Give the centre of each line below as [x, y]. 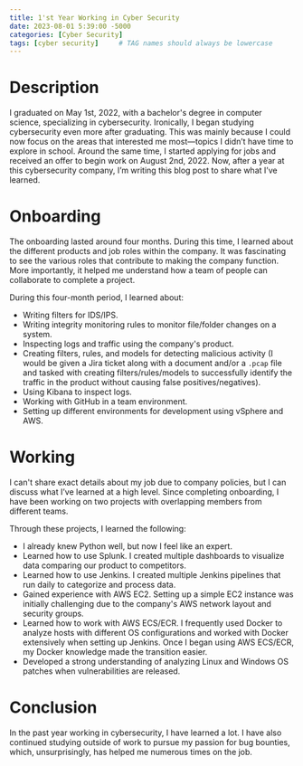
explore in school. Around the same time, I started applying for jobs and [142, 151]
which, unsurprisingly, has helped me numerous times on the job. [131, 752]
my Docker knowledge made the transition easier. [115, 652]
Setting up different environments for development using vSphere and [152, 411]
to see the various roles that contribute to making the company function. [144, 261]
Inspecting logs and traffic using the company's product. [128, 344]
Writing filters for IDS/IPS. [71, 315]
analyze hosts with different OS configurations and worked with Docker [156, 633]
